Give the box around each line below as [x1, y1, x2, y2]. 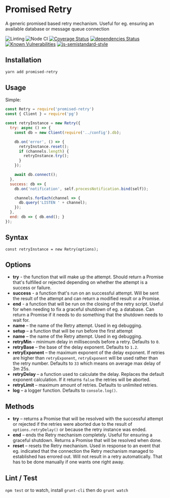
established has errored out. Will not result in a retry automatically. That [12, 454, 162, 460]
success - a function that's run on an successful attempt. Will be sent [12, 290, 159, 296]
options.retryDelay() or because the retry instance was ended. [12, 426, 147, 433]
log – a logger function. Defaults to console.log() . [12, 388, 118, 394]
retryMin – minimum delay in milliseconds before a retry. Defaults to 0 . [12, 339, 160, 345]
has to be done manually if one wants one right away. [12, 459, 125, 465]
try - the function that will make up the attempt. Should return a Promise [12, 274, 164, 280]
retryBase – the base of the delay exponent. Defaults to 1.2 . [12, 344, 139, 350]
